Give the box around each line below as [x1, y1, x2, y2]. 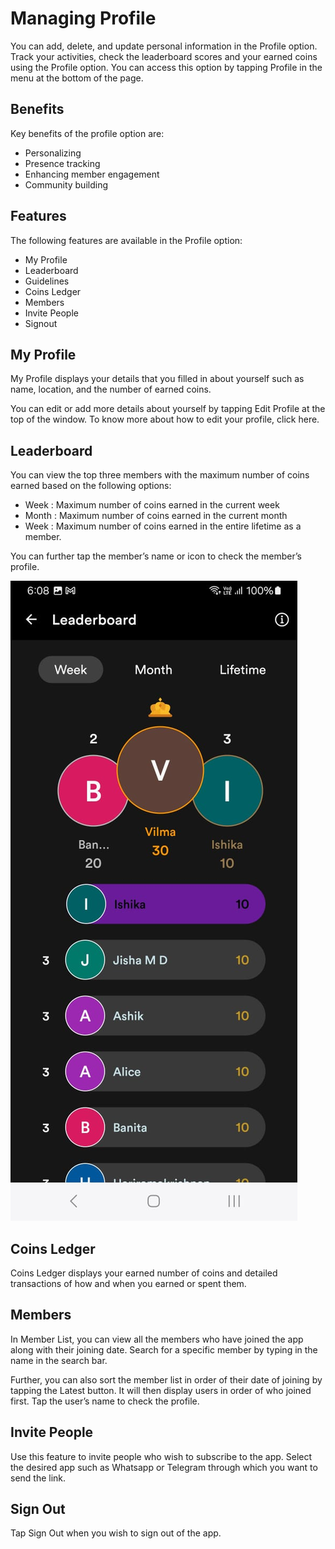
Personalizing [24, 147, 82, 159]
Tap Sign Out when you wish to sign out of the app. [10, 1527, 222, 1539]
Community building [24, 178, 108, 191]
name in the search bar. [10, 1354, 108, 1366]
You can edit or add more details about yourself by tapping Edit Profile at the [10, 403, 326, 415]
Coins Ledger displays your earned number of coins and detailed [10, 1267, 278, 1279]
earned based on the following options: [10, 480, 172, 492]
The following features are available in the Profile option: [10, 234, 243, 246]
